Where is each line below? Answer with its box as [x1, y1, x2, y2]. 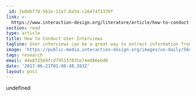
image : [6, 47, 22, 53]
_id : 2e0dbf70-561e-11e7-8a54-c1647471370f [6, 8, 114, 15]
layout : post [6, 68, 38, 74]
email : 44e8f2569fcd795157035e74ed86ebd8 [6, 57, 108, 63]
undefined [6, 84, 31, 91]
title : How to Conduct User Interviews [6, 36, 103, 42]
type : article [6, 30, 41, 36]
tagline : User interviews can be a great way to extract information [6, 42, 179, 47]
